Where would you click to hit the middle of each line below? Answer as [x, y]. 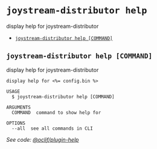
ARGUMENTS [19, 107]
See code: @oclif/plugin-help [43, 139]
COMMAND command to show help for [56, 113]
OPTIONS [16, 123]
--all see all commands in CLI [53, 128]
